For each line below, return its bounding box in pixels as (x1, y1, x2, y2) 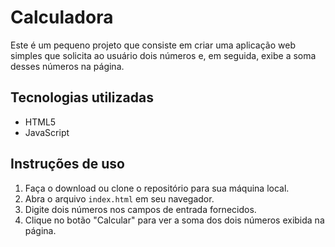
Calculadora (10, 6, 114, 29)
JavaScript (24, 126, 70, 138)
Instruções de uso (10, 156, 125, 173)
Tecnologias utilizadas (10, 89, 154, 106)
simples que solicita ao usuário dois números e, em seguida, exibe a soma (10, 49, 317, 61)
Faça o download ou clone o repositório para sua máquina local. (24, 182, 290, 194)
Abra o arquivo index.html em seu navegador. (24, 192, 215, 205)
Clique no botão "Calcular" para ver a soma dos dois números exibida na (24, 214, 325, 226)
